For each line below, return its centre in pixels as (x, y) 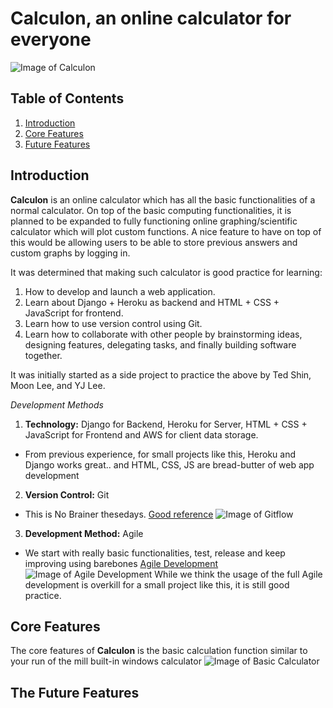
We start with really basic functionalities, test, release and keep (155, 553)
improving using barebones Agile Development (121, 563)
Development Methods (57, 404)
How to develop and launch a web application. (120, 291)
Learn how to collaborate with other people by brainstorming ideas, (163, 334)
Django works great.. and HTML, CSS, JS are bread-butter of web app (169, 464)
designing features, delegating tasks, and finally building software (160, 344)
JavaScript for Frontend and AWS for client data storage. (141, 434)
